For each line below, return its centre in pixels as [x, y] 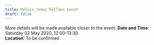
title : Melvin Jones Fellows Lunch [42, 9]
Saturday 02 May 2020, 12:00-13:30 [42, 33]
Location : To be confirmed [32, 38]
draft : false [18, 14]
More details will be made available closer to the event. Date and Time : [77, 28]
